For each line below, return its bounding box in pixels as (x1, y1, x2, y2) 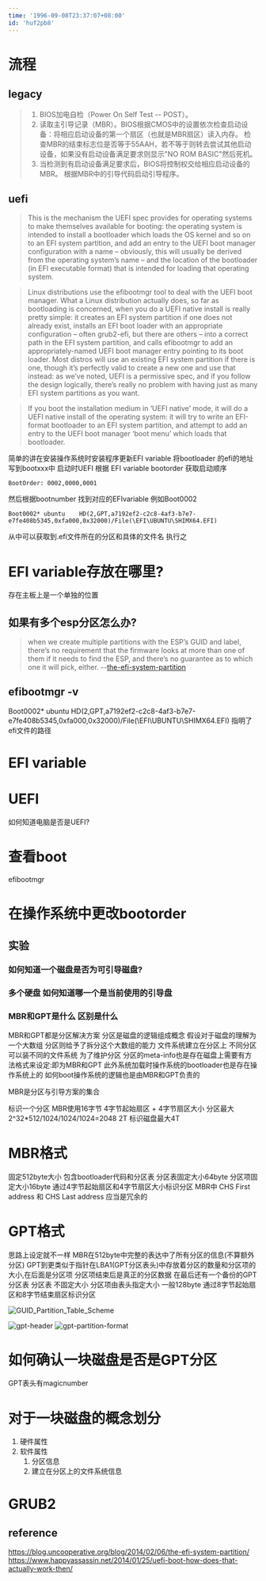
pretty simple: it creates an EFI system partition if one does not (27, 313, 233, 322)
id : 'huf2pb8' (8, 19, 55, 27)
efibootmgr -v (8, 686, 79, 699)
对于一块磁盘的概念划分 (8, 1409, 161, 1427)
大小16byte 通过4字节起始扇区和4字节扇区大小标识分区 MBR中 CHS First (14, 1181, 251, 1191)
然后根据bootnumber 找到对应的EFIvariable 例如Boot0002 (8, 494, 198, 504)
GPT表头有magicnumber (8, 1378, 89, 1388)
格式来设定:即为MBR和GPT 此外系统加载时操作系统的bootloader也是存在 (14, 1060, 251, 1070)
